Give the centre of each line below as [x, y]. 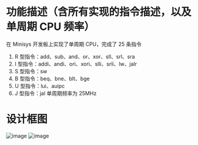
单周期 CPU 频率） [51, 27]
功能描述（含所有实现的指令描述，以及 [99, 12]
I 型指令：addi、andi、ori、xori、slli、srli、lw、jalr [75, 64]
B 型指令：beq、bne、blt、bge [52, 78]
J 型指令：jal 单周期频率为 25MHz [56, 93]
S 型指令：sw [31, 71]
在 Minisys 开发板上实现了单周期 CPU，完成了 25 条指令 [74, 44]
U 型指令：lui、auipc [40, 86]
